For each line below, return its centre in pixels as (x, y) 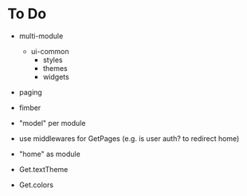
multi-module (41, 36)
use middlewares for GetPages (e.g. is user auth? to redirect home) (129, 138)
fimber (30, 108)
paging (31, 92)
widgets (56, 76)
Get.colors (36, 185)
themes (55, 68)
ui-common (50, 51)
